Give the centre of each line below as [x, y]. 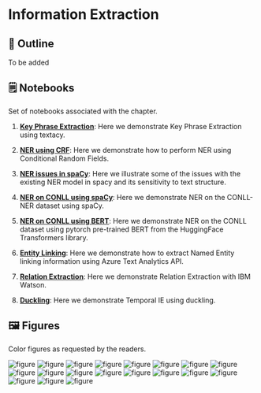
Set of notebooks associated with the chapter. [83, 111]
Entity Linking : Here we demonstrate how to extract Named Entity [127, 253]
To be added [29, 62]
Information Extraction [84, 15]
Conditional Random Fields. [64, 158]
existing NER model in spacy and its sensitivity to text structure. [123, 182]
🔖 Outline [31, 44]
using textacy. [42, 135]
